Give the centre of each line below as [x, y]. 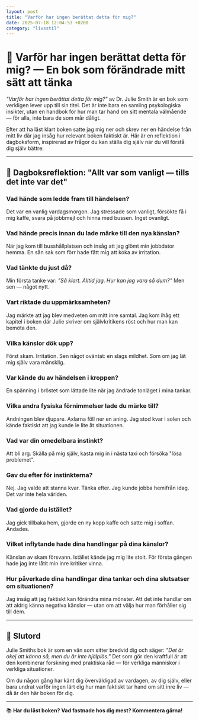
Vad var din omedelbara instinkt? [55, 440]
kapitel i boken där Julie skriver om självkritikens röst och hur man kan [92, 321]
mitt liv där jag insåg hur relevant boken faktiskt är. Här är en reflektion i [93, 136]
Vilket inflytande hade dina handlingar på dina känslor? [87, 544]
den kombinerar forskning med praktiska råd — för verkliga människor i [93, 663]
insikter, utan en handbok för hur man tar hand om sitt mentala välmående [96, 112]
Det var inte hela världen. [37, 494]
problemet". [20, 459]
